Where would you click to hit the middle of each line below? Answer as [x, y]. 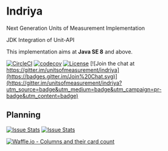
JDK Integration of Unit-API [40, 40]
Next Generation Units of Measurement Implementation [75, 28]
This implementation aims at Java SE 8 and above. [69, 51]
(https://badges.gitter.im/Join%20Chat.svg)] [62, 76]
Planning [23, 115]
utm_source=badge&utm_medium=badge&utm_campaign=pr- [84, 89]
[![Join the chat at [113, 63]
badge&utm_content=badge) [42, 96]
